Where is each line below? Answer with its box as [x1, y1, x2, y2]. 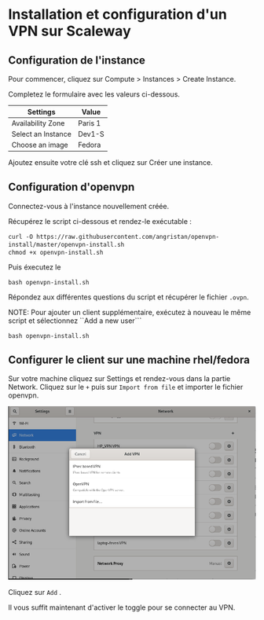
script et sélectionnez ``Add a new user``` [8, 316, 142, 325]
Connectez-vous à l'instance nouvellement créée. [8, 201, 170, 211]
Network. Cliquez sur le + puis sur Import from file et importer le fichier [8, 383, 244, 392]
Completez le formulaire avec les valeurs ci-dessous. [8, 90, 181, 99]
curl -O [8, 233, 34, 240]
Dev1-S [78, 130, 104, 138]
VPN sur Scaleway [8, 22, 131, 40]
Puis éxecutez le [8, 262, 61, 272]
